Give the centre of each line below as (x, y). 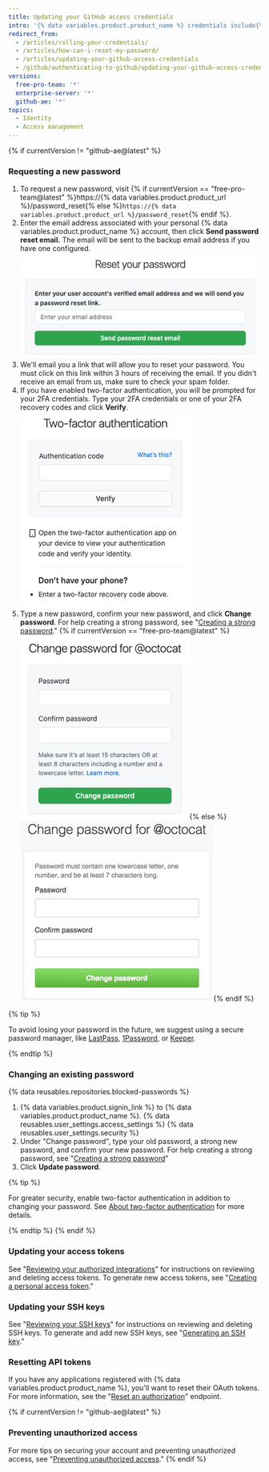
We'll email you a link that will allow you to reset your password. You (132, 365)
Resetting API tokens (50, 1361)
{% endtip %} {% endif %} (52, 1231)
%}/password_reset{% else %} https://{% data (98, 206)
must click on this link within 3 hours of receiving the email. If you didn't (138, 374)
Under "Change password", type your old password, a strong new (128, 1142)
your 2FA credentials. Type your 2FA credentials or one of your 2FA (130, 399)
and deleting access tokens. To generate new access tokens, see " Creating (133, 1277)
